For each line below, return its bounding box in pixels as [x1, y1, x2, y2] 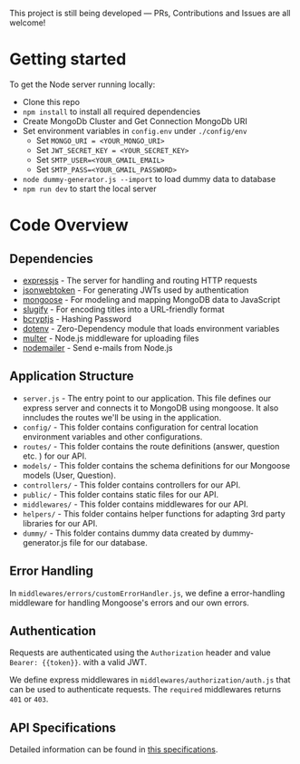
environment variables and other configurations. [22, 430, 203, 442]
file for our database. [69, 537, 148, 547]
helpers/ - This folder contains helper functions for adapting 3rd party [22, 508, 285, 519]
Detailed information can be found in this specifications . [9, 744, 218, 755]
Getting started [9, 49, 127, 70]
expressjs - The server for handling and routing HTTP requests [22, 275, 258, 285]
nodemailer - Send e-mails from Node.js [22, 342, 173, 353]
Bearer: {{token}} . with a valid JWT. [9, 657, 148, 668]
